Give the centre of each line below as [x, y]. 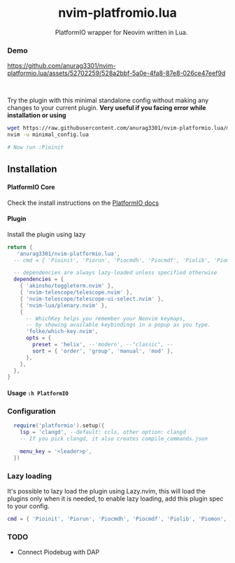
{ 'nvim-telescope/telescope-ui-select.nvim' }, [92, 299]
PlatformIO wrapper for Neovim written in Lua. [121, 32]
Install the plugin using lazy [47, 234]
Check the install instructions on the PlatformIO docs [83, 203]
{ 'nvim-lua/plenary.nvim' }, [64, 305]
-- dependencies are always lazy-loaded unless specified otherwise [115, 273]
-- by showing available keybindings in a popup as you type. [118, 325]
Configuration [31, 411]
